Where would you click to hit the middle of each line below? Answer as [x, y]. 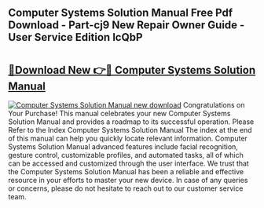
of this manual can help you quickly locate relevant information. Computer [128, 138]
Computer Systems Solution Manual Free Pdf [121, 13]
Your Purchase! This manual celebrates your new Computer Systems [119, 113]
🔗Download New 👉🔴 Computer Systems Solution [132, 70]
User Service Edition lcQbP [75, 37]
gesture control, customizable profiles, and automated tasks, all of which [126, 155]
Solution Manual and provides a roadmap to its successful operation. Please [131, 122]
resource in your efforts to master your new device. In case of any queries [128, 180]
